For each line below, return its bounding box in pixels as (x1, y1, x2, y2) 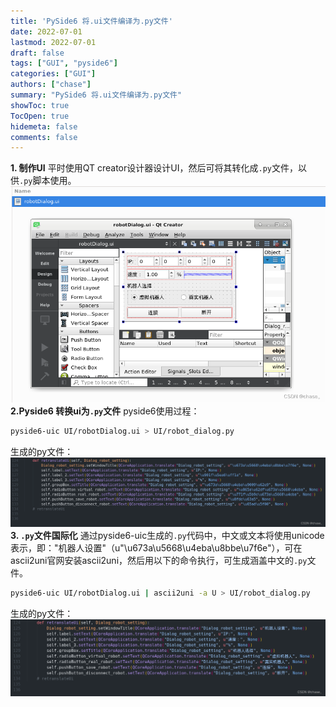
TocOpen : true (10, 111, 70, 121)
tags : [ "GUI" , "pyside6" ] (10, 58, 118, 69)
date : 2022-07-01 (10, 26, 83, 37)
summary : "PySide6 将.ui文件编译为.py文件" (10, 90, 183, 100)
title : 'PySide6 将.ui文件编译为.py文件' (10, 16, 173, 26)
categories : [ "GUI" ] (10, 69, 97, 79)
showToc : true (10, 100, 70, 110)
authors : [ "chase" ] (10, 80, 92, 90)
